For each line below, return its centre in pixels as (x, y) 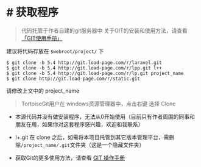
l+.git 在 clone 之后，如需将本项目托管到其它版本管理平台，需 (92, 137)
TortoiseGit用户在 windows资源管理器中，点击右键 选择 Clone (98, 104)
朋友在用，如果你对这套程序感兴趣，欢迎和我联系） (79, 124)
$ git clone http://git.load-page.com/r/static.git (73, 79)
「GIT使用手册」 (42, 38)
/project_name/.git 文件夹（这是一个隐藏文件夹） (83, 144)
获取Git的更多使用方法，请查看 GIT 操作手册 (70, 158)
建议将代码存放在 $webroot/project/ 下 (55, 51)
